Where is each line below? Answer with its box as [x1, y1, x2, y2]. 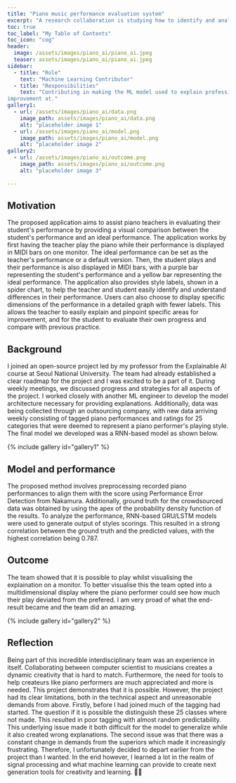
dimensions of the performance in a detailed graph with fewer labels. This [7, 300, 221, 309]
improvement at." [7, 96, 58, 103]
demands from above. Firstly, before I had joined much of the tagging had [7, 700, 221, 708]
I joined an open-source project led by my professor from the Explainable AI [7, 362, 227, 370]
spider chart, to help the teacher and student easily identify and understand [7, 285, 226, 294]
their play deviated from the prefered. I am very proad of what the [7, 595, 197, 604]
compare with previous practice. [7, 323, 101, 331]
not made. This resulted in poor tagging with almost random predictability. [7, 715, 221, 724]
